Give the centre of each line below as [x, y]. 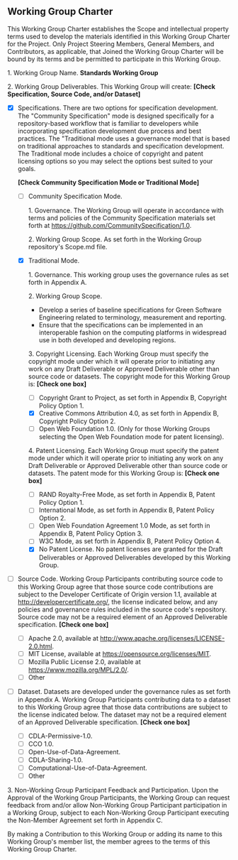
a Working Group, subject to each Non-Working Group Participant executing [118, 813]
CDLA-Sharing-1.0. [56, 760]
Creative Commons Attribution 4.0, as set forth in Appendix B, [129, 413]
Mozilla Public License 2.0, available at [84, 662]
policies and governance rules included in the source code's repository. [122, 609]
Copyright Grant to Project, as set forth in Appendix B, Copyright [133, 398]
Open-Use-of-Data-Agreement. [74, 752]
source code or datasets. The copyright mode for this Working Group [129, 376]
